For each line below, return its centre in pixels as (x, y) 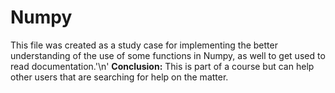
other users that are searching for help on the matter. (119, 77)
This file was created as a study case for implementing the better (144, 45)
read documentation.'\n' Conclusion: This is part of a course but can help (162, 66)
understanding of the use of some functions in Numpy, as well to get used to (168, 55)
